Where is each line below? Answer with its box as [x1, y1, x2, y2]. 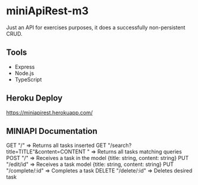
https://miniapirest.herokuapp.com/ [6, 109, 93, 116]
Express [14, 63, 35, 70]
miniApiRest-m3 [6, 4, 89, 18]
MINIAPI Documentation [6, 126, 98, 136]
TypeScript [14, 76, 42, 83]
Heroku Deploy [6, 93, 63, 104]
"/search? [108, 142, 132, 149]
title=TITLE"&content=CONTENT [6, 148, 86, 155]
